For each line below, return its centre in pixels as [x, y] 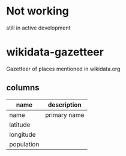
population [24, 144]
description [65, 105]
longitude [22, 134]
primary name [64, 114]
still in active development [38, 28]
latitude [20, 125]
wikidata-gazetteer [55, 52]
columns [23, 88]
